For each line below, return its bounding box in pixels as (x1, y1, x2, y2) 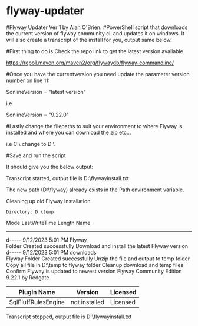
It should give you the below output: (6, 163, 93, 170)
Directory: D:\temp (6, 208, 54, 215)
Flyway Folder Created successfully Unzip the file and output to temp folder (6, 255, 190, 262)
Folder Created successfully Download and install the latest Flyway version (6, 242, 189, 249)
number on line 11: (6, 77, 50, 84)
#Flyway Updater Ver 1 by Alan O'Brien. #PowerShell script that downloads (6, 24, 188, 31)
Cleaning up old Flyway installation (6, 197, 91, 204)
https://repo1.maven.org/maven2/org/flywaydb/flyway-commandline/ (6, 59, 174, 66)
